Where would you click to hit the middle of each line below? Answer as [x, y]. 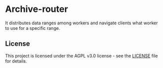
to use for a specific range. [33, 28]
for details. [16, 61]
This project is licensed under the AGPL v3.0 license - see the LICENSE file [81, 56]
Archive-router [37, 9]
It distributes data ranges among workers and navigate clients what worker [81, 23]
